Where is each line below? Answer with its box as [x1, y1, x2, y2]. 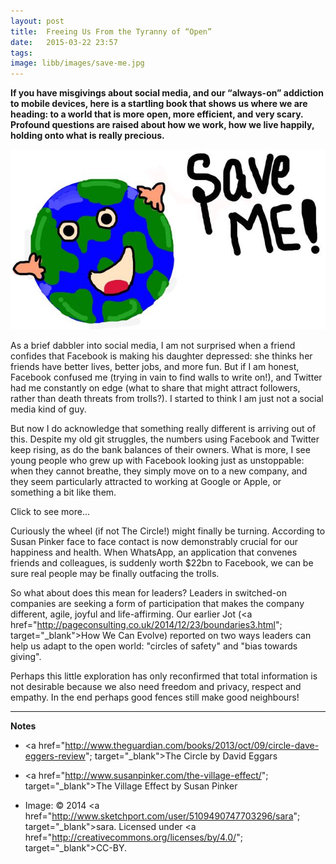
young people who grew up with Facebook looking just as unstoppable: [10, 454, 305, 466]
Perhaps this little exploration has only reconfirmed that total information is [10, 670, 318, 682]
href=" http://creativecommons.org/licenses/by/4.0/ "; [24, 831, 243, 843]
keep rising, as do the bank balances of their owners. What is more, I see [10, 443, 311, 455]
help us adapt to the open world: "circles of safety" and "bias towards [10, 640, 298, 652]
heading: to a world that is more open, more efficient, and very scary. [10, 108, 304, 120]
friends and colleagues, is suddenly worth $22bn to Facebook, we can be [10, 556, 314, 569]
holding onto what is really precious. [10, 130, 165, 142]
